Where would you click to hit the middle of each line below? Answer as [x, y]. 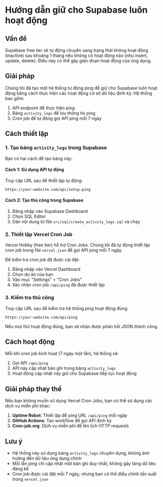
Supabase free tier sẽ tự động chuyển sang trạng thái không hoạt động [77, 50]
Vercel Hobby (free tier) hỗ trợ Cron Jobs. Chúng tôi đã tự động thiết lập [78, 245]
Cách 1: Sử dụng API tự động [35, 170]
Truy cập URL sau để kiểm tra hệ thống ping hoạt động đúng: [67, 308]
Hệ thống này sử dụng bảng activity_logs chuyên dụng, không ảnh [81, 453]
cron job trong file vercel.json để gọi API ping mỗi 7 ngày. [64, 250]
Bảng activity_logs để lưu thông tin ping [54, 113]
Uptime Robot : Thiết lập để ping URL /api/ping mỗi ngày [70, 415]
